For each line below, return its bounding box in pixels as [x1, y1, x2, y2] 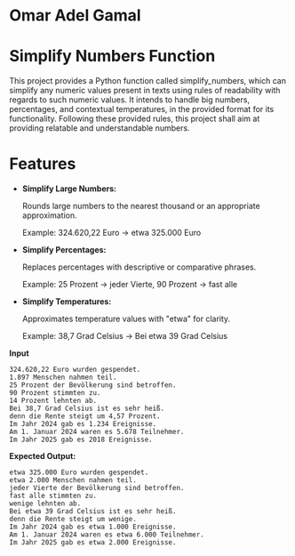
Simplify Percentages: [21, 245, 107, 255]
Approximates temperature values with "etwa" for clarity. [21, 313, 231, 325]
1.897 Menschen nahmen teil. [9, 373, 117, 383]
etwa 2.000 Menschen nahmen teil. [9, 476, 138, 485]
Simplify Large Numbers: [21, 183, 117, 194]
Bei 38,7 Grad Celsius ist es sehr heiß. [9, 404, 165, 414]
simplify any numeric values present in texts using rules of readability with [9, 85, 281, 96]
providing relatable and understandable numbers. [9, 123, 190, 133]
